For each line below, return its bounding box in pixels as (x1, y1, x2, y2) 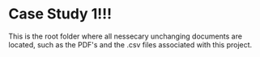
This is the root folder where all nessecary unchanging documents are (8, 31, 243, 41)
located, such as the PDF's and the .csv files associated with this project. (8, 39, 253, 49)
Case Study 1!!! (8, 5, 112, 23)
